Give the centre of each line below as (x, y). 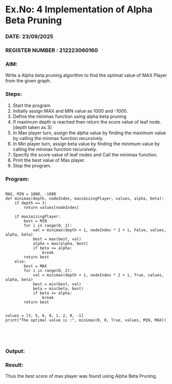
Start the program (32, 105)
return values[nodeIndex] (52, 207)
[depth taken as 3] (32, 127)
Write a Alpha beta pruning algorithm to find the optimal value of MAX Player (86, 75)
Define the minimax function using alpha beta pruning (70, 116)
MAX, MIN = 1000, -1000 (31, 194)
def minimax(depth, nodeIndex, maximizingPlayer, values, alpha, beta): (85, 198)
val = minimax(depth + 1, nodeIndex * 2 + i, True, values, (98, 275)
